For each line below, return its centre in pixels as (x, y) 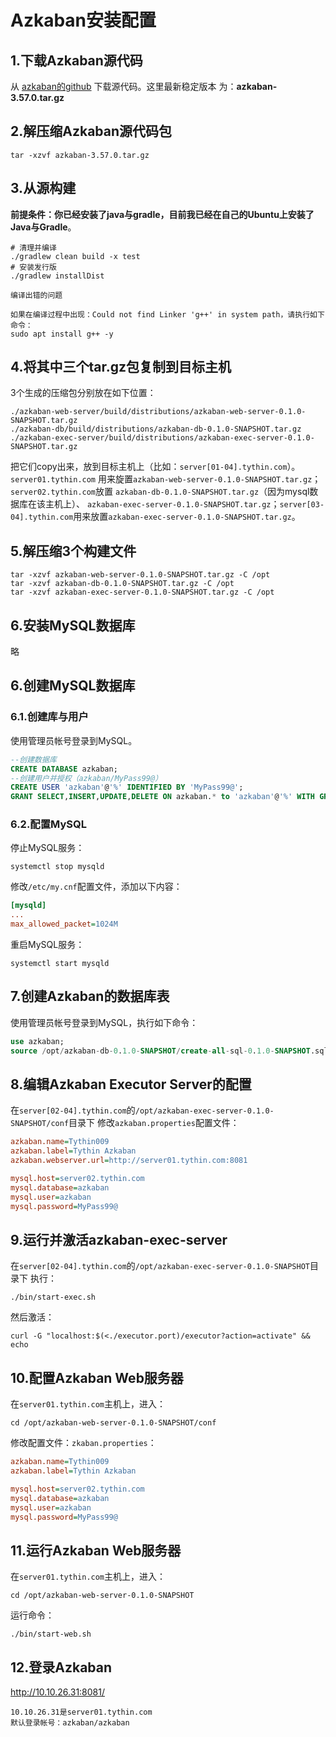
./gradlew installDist (57, 276)
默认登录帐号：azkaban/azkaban (70, 1723)
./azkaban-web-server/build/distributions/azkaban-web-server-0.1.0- (158, 412)
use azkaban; (37, 1041)
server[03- (302, 505)
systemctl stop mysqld (57, 867)
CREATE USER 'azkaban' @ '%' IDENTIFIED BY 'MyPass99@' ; (127, 787)
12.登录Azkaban (61, 1667)
